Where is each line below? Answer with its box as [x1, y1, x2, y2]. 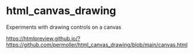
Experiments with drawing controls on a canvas [6, 23, 121, 31]
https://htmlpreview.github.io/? [6, 35, 81, 42]
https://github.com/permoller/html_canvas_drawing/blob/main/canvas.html [6, 41, 188, 48]
